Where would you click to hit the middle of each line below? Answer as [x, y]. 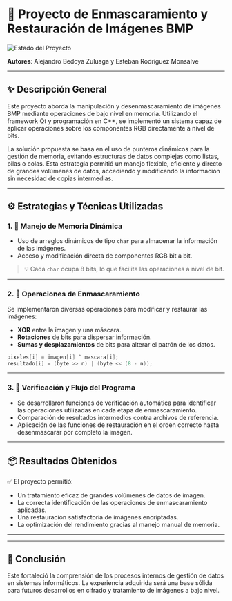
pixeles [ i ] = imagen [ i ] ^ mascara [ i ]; [63, 357]
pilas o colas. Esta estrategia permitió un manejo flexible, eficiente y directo [115, 163]
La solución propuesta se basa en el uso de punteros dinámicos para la [108, 149]
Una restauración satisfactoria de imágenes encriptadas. [98, 517]
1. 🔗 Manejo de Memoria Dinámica [65, 226]
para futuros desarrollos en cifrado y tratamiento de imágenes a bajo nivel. [113, 591]
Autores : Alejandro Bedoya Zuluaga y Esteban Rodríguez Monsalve [103, 61]
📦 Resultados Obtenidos [62, 461]
